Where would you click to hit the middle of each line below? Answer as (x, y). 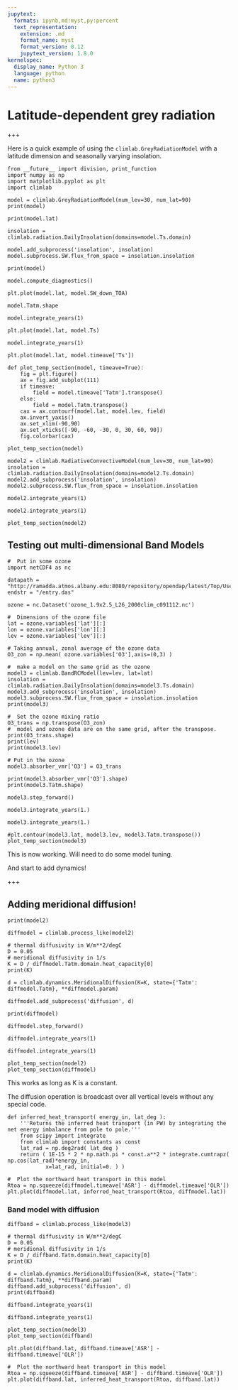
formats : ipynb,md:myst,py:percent (66, 21)
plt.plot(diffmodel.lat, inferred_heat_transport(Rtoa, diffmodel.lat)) (117, 1191)
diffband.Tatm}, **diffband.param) (60, 1280)
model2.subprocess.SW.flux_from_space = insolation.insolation (103, 486)
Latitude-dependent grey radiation (112, 115)
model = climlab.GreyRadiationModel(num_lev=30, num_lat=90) (100, 200)
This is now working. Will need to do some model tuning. (90, 854)
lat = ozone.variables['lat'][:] (57, 624)
